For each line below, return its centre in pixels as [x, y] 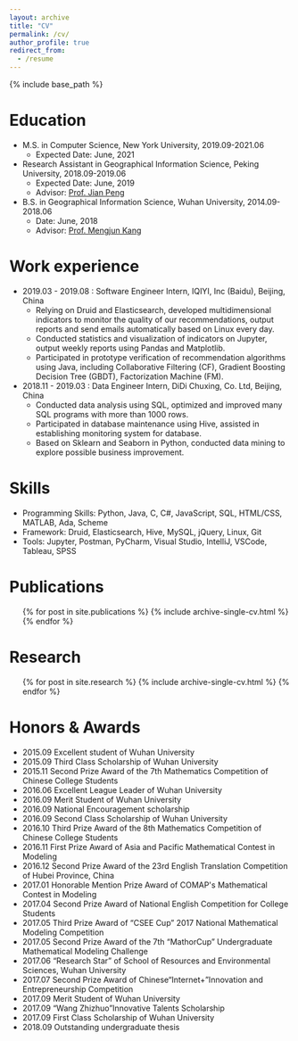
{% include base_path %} [56, 84]
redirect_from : [37, 51]
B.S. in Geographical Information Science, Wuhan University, [133, 202]
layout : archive [39, 17]
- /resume [35, 59]
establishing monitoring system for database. [119, 433]
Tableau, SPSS [49, 550]
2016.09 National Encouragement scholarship [106, 809]
